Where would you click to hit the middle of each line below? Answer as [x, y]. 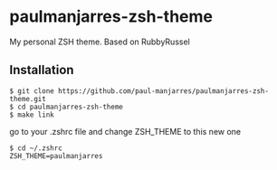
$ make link [32, 115]
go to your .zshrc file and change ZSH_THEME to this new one [125, 131]
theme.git [28, 99]
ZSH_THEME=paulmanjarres [56, 156]
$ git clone [32, 91]
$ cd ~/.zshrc [36, 148]
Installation [42, 70]
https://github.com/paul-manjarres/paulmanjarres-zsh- [163, 91]
